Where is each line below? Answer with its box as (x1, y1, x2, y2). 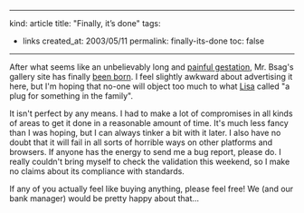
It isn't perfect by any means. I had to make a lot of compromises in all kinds (9, 108, 293, 119)
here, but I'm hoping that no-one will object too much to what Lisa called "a (9, 81, 290, 92)
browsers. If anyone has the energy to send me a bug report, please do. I (9, 147, 282, 157)
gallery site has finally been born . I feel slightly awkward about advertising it (9, 72, 293, 82)
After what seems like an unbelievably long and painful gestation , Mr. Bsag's (9, 62, 294, 73)
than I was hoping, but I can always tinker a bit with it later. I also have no (9, 128, 281, 138)
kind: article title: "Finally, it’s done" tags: (9, 18, 161, 28)
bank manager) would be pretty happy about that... (9, 193, 200, 204)
